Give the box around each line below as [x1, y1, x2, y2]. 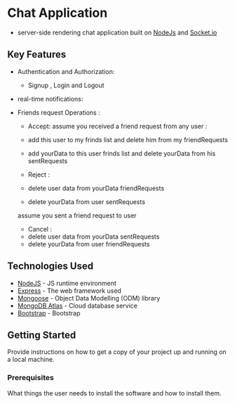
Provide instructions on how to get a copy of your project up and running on [7, 348, 227, 356]
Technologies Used [7, 260, 93, 272]
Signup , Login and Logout [27, 81, 105, 89]
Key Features [7, 49, 67, 61]
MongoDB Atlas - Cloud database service [17, 301, 138, 310]
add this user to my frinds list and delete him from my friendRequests [27, 135, 228, 144]
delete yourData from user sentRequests [27, 197, 146, 206]
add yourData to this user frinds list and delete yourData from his [27, 149, 216, 158]
